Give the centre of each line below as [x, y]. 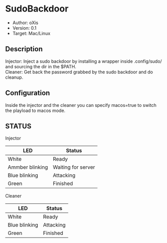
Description [24, 49]
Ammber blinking [28, 167]
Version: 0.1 [24, 28]
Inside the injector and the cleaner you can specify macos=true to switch [81, 105]
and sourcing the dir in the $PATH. [41, 66]
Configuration [28, 93]
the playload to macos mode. [35, 110]
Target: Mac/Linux [31, 33]
